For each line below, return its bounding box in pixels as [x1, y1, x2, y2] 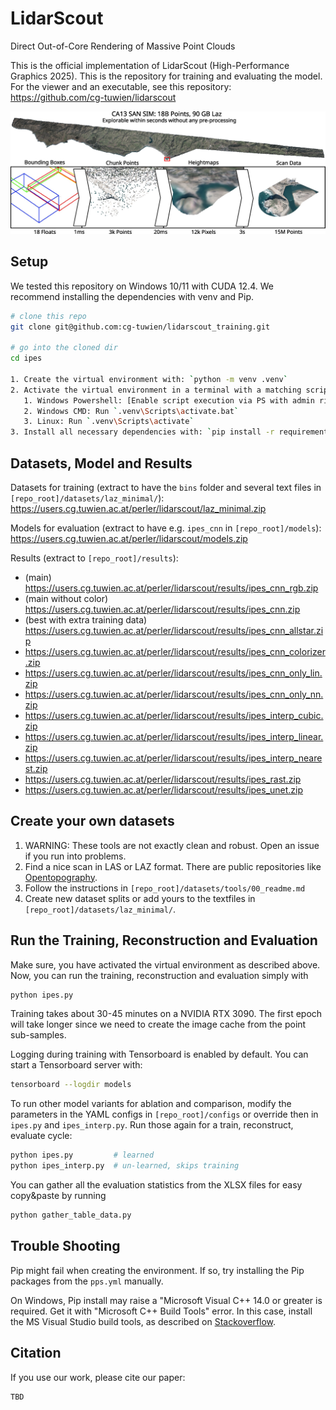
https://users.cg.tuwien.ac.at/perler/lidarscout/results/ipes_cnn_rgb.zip [24, 582, 319, 594]
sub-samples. [10, 1029, 67, 1041]
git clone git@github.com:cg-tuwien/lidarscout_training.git [10, 322, 271, 332]
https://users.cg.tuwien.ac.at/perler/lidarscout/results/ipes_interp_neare [24, 752, 323, 764]
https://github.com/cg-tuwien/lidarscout [10, 91, 177, 103]
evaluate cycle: [10, 1130, 73, 1142]
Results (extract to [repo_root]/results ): [10, 552, 179, 564]
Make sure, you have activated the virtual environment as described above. [10, 958, 321, 971]
